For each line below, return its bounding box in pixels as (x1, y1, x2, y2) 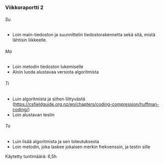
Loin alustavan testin (12, 111, 55, 118)
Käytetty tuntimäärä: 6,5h (5, 153, 57, 159)
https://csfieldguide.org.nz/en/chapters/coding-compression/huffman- (14, 101, 160, 107)
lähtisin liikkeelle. (12, 37, 47, 43)
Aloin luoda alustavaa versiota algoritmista (12, 69, 99, 75)
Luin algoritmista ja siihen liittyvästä (12, 96, 85, 102)
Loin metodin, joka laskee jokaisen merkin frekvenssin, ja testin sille (12, 144, 150, 150)
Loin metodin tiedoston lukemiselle (12, 64, 84, 70)
